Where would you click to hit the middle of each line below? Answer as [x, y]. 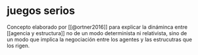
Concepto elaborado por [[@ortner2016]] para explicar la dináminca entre [97, 27]
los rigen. [18, 46]
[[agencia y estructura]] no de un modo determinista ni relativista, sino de [97, 33]
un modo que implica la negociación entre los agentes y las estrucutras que [100, 39]
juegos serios [41, 11]
